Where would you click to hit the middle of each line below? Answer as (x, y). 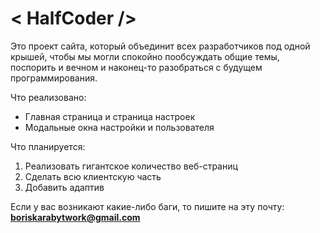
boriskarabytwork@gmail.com (75, 217)
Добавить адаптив (64, 187)
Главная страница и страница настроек (110, 116)
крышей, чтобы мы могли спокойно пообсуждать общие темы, (145, 56)
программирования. (54, 78)
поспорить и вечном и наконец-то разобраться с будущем (136, 67)
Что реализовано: (48, 97)
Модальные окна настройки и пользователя (119, 127)
